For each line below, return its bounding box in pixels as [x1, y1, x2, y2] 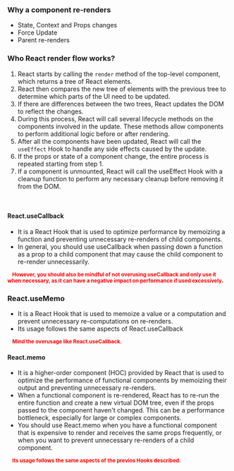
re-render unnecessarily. [17, 257, 90, 266]
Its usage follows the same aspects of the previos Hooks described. [12, 457, 181, 465]
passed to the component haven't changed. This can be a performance [17, 406, 225, 415]
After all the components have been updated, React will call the [17, 137, 202, 145]
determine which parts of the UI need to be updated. [17, 92, 171, 100]
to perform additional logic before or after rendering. [17, 129, 171, 138]
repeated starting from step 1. [17, 159, 104, 168]
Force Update [17, 28, 58, 37]
